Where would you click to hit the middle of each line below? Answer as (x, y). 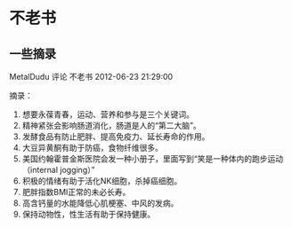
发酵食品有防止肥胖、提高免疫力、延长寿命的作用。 (116, 137)
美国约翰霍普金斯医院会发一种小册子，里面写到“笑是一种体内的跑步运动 (152, 159)
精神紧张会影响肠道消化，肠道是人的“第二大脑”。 (112, 126)
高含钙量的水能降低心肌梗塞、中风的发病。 (100, 203)
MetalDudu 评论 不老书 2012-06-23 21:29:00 (91, 77)
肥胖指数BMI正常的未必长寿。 (76, 192)
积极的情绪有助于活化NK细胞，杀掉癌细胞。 (102, 181)
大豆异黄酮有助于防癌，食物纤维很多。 (92, 148)
